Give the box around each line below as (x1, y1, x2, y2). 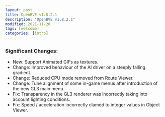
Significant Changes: (5, 47, 58, 54)
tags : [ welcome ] (5, 26, 39, 31)
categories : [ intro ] (5, 31, 49, 36)
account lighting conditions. (12, 96, 70, 102)
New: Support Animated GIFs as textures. (12, 59, 99, 65)
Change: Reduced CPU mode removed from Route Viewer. (12, 75, 134, 81)
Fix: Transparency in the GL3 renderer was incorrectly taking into (12, 91, 147, 97)
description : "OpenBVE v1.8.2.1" (5, 17, 75, 22)
